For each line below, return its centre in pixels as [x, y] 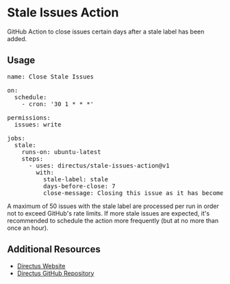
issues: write [38, 124]
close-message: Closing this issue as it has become [133, 193]
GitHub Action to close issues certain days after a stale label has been [106, 31]
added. [17, 38]
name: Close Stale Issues [51, 76]
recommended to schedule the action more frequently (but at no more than [113, 220]
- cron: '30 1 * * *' [58, 104]
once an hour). [28, 228]
